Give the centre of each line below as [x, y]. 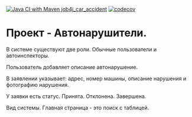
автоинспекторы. [28, 56]
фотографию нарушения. [38, 84]
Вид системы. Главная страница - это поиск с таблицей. [78, 108]
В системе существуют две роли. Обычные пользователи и [82, 49]
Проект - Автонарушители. [77, 33]
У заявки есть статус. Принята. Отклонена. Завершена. [76, 96]
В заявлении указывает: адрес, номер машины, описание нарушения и [96, 78]
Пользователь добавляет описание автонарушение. [72, 67]
